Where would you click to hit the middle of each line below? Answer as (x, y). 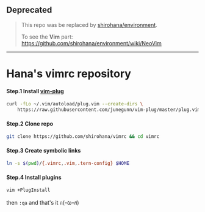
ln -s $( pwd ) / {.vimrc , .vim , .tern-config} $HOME (68, 164)
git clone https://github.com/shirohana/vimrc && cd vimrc (83, 137)
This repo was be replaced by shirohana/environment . (89, 25)
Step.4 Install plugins (34, 177)
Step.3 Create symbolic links (44, 150)
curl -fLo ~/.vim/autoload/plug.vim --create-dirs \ (75, 104)
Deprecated (29, 10)
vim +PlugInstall (28, 190)
